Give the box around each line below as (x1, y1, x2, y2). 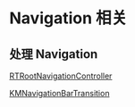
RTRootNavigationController (9, 70, 113, 81)
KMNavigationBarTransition (9, 88, 110, 98)
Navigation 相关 (9, 8, 128, 29)
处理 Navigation (9, 46, 98, 62)
